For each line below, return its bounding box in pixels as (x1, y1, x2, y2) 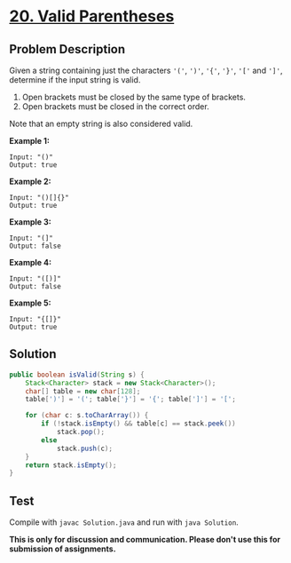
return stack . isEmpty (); (25, 460, 117, 470)
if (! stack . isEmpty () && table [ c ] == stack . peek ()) (41, 419, 237, 428)
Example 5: (9, 297, 51, 308)
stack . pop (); (56, 428, 105, 437)
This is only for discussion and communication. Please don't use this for (9, 535, 281, 545)
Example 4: (9, 258, 51, 267)
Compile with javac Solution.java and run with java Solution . (9, 517, 240, 527)
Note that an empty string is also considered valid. (9, 118, 193, 129)
